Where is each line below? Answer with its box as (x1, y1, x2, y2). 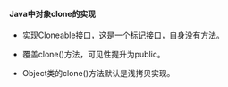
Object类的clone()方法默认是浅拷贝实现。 (21, 68, 175, 79)
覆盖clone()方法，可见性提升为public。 (21, 49, 165, 60)
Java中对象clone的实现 (9, 8, 97, 19)
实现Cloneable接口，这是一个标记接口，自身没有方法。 (21, 30, 225, 40)
